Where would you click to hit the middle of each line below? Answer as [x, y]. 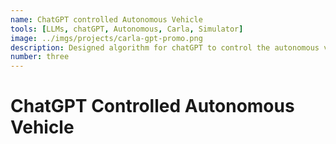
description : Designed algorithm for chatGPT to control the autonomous [165, 47]
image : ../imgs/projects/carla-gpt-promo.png [106, 38]
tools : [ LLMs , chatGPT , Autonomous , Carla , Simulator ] [127, 29]
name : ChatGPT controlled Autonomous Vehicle [106, 19]
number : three [40, 57]
